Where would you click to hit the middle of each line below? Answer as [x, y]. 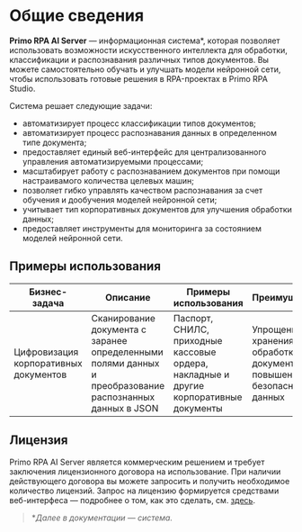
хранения [273, 340]
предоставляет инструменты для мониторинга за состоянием [142, 228]
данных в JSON [125, 408]
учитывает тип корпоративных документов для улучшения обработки [157, 209]
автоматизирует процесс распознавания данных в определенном [149, 132]
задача [48, 302]
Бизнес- [48, 292]
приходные [198, 340]
